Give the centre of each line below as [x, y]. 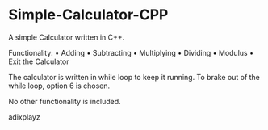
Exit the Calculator [39, 61]
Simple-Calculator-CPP [88, 15]
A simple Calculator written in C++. [67, 37]
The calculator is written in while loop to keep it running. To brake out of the [134, 77]
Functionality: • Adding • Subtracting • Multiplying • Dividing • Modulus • [131, 52]
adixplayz [24, 117]
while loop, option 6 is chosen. [59, 86]
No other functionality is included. [65, 101]
